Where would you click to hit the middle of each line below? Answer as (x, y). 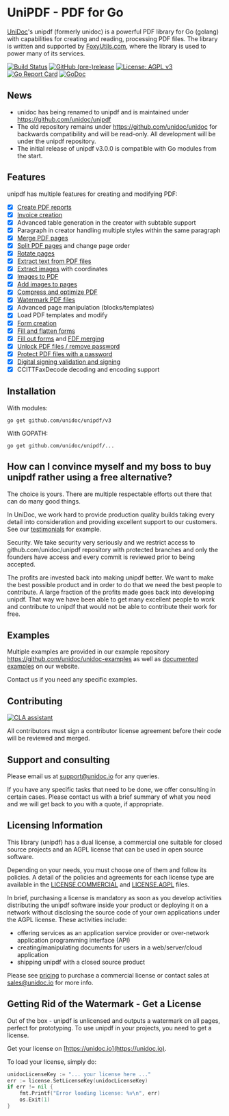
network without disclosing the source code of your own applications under (113, 912)
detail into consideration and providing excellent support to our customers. (112, 521)
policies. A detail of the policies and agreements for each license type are (111, 877)
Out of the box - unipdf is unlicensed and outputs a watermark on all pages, (114, 1020)
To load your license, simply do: (52, 1062)
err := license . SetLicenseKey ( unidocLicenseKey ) (78, 1080)
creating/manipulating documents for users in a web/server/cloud (109, 947)
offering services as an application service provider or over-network (113, 932)
